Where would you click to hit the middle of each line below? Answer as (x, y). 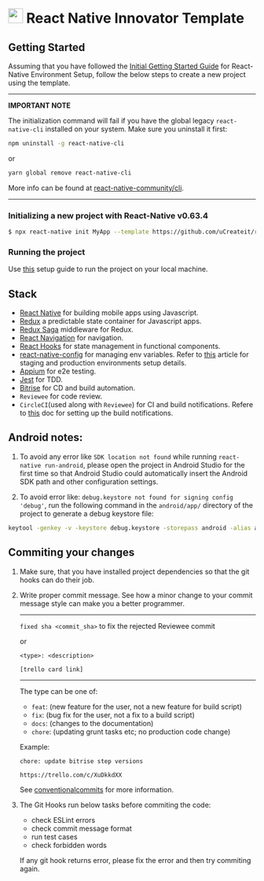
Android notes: (46, 437)
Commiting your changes (71, 553)
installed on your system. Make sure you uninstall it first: (136, 129)
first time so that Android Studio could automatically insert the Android (134, 473)
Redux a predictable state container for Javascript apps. (110, 321)
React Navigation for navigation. (71, 338)
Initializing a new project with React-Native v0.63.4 (108, 215)
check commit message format (81, 828)
